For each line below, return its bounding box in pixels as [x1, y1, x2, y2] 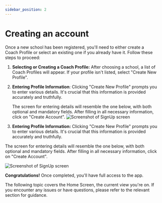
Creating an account [5, 28, 89, 39]
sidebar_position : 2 [5, 7, 47, 12]
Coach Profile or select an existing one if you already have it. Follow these [5, 49, 153, 55]
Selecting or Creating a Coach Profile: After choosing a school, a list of [12, 64, 156, 70]
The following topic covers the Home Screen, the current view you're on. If [5, 182, 154, 187]
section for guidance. [5, 192, 48, 198]
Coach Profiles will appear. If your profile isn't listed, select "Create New [12, 69, 157, 75]
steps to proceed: [5, 55, 40, 60]
